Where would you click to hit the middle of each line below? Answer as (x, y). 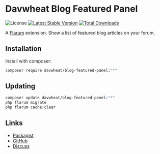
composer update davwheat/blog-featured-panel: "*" (60, 98)
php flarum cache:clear (31, 107)
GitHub (20, 141)
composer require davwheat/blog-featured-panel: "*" (61, 70)
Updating (20, 86)
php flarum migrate (26, 103)
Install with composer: (29, 61)
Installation (23, 49)
